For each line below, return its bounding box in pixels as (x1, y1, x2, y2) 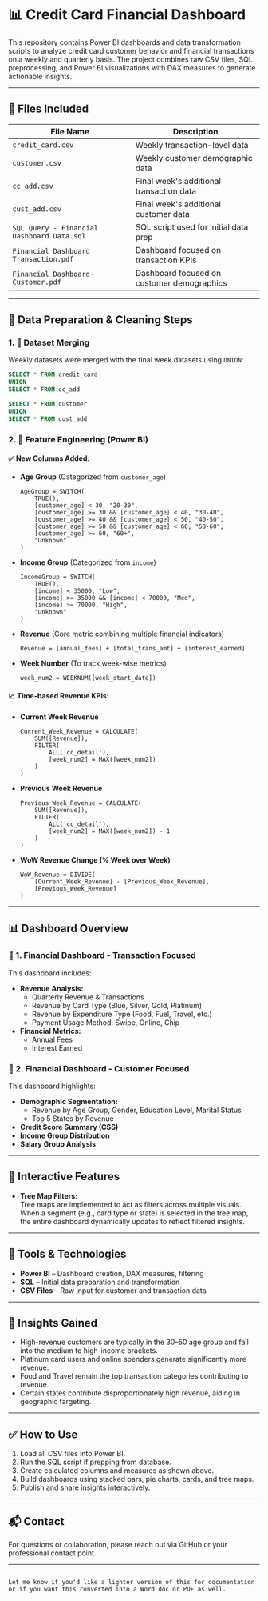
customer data (135, 208, 190, 219)
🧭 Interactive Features (8, 1170, 120, 1183)
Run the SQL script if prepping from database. (19, 1457, 171, 1467)
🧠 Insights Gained (8, 1316, 98, 1330)
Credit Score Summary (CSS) (19, 1123, 119, 1131)
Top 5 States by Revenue (31, 1114, 114, 1123)
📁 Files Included (8, 102, 89, 116)
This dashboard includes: (8, 968, 92, 978)
